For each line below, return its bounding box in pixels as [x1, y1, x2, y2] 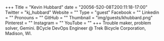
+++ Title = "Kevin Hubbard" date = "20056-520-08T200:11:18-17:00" [5, 4, 148, 10]
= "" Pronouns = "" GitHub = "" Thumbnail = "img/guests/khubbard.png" [5, 15, 153, 20]
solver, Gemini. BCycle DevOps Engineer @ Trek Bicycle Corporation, [5, 25, 146, 31]
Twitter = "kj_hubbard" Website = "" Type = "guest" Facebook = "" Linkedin [5, 9, 160, 15]
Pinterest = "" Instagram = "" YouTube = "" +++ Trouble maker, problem [5, 20, 152, 26]
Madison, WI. [5, 31, 32, 36]
